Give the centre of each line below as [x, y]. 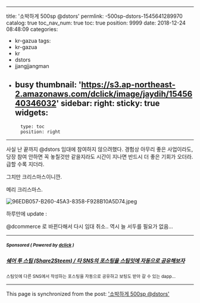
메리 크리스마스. [25, 189]
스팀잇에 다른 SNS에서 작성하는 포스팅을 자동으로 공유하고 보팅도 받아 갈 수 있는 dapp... [91, 277]
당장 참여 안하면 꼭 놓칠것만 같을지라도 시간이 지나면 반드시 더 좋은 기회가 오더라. [100, 156]
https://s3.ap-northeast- [128, 85]
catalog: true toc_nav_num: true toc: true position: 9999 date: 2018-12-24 [96, 23]
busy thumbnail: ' [48, 85]
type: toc [32, 126]
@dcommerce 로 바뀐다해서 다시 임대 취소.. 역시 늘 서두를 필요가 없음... [90, 226]
